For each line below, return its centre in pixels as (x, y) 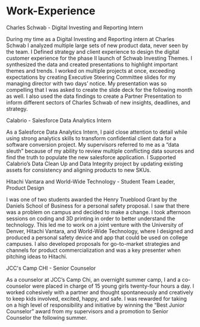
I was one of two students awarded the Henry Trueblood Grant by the (92, 199)
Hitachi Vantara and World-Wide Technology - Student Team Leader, (91, 181)
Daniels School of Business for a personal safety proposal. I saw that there (98, 206)
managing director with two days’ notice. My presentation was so (87, 83)
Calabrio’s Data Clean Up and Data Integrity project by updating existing (95, 163)
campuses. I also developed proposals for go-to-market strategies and (93, 243)
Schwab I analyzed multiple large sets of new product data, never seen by (97, 45)
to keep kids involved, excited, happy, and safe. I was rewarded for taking (96, 298)
